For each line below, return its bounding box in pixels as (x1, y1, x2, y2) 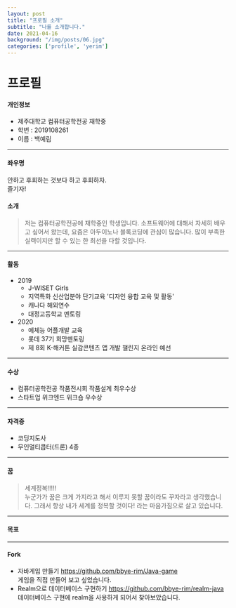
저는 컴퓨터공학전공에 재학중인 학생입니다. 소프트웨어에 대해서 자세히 (24, 218, 213, 227)
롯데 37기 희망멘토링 (27, 335, 85, 343)
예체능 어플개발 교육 (27, 326, 83, 334)
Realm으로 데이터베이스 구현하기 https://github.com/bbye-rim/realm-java (17, 584, 224, 593)
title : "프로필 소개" (7, 17, 63, 24)
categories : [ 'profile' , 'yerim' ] (7, 43, 109, 50)
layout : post (7, 10, 46, 18)
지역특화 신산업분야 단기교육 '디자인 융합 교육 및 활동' (27, 292, 174, 300)
